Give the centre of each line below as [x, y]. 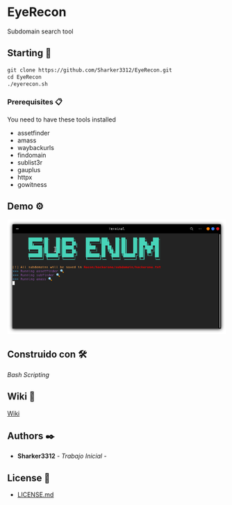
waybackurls [35, 148]
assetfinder [33, 133]
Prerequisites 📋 [35, 101]
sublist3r [30, 163]
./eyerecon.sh [28, 84]
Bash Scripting [28, 374]
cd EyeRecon [24, 77]
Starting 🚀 [30, 53]
